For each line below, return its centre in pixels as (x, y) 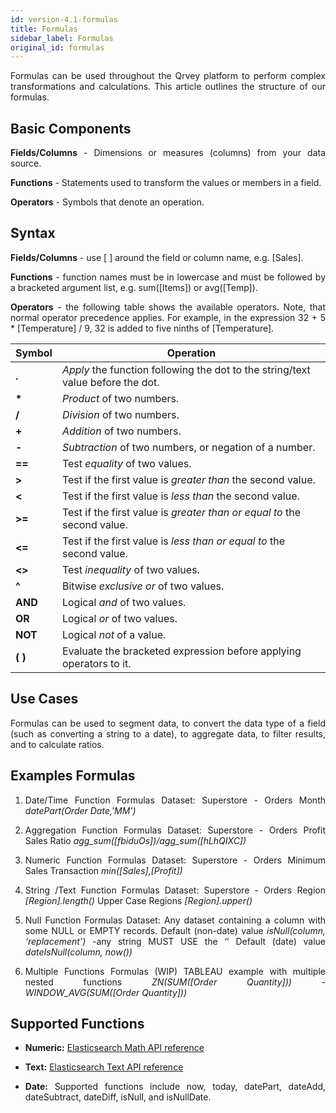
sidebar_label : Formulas (62, 38)
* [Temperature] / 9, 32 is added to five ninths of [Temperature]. (142, 328)
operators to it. (96, 663)
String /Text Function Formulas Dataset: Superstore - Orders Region (175, 890)
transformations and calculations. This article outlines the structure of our (168, 87)
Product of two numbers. (120, 398)
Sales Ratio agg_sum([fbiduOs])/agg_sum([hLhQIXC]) (135, 840)
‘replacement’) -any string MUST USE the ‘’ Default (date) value (175, 941)
